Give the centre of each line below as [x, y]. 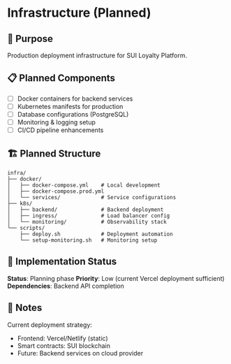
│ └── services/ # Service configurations [92, 197]
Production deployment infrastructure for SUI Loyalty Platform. [97, 55]
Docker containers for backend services [75, 99]
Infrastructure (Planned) [79, 13]
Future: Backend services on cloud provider [80, 353]
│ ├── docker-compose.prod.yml [56, 191]
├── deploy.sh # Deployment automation [96, 234]
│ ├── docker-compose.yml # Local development [84, 185]
